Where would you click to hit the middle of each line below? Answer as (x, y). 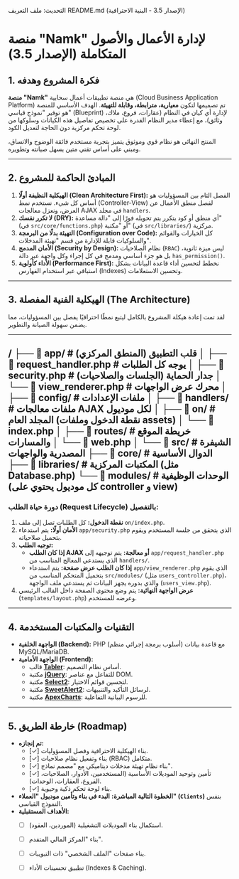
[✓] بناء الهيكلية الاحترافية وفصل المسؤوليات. (88, 750)
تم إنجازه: (31, 743)
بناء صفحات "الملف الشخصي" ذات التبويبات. (87, 853)
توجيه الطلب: (36, 545)
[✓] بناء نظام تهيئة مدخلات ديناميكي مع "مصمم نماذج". (100, 766)
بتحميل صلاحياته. (40, 538)
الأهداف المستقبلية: (44, 811)
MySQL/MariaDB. (44, 652)
